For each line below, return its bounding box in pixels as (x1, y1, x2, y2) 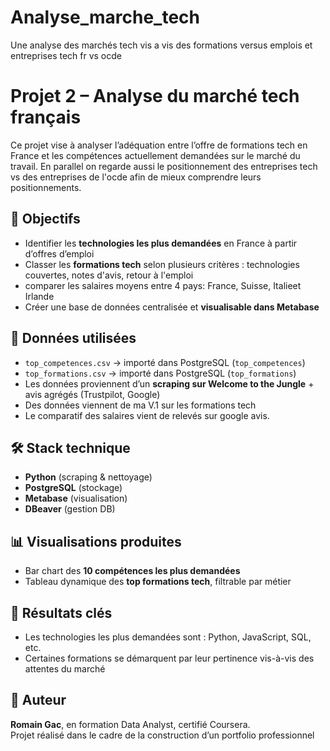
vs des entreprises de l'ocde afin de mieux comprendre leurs (10, 171, 262, 183)
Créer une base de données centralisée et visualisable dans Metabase (24, 301, 320, 313)
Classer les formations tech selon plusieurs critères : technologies (24, 258, 300, 270)
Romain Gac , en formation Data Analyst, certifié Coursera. (10, 718, 251, 730)
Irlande (24, 290, 55, 302)
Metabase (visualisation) (24, 492, 128, 505)
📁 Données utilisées (10, 330, 137, 347)
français (10, 106, 82, 129)
